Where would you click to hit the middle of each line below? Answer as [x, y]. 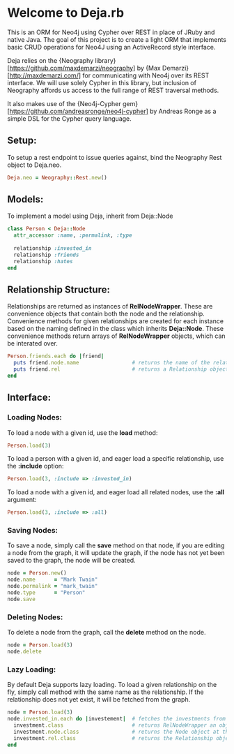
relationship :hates [43, 261]
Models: [25, 199]
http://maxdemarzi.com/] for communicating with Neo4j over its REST [109, 75]
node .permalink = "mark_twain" [53, 586]
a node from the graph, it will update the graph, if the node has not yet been [116, 553]
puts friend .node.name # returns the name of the [112, 363]
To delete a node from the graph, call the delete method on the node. [107, 633]
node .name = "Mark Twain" [53, 580]
